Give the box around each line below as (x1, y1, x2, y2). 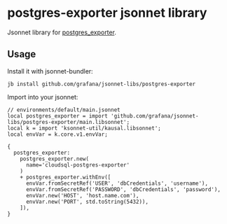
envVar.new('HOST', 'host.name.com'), (25, 192, 139, 199)
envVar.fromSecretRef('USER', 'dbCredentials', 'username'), (25, 180, 209, 187)
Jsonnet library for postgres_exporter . (7, 28, 117, 36)
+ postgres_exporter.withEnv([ (20, 174, 111, 181)
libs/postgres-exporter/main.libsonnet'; (7, 118, 130, 125)
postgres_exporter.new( (20, 155, 90, 162)
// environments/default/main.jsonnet (7, 106, 121, 113)
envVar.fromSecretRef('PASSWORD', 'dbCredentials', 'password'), (25, 185, 221, 193)
